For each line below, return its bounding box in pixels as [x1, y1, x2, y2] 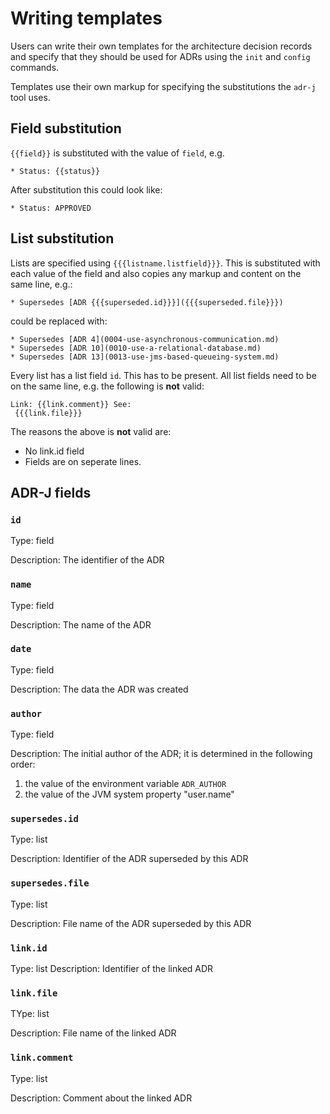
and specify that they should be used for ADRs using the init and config [10, 50, 311, 62]
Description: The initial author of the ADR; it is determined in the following [10, 748, 313, 760]
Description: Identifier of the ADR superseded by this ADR [10, 853, 249, 865]
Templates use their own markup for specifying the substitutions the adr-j [10, 80, 317, 92]
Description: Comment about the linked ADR [10, 1092, 193, 1104]
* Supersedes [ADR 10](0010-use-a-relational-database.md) [10, 343, 262, 353]
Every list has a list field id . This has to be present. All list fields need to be [10, 369, 317, 381]
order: [10, 758, 36, 771]
